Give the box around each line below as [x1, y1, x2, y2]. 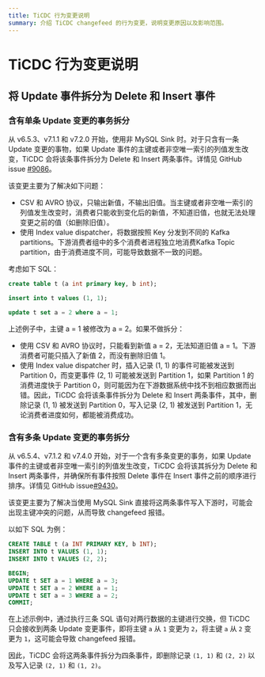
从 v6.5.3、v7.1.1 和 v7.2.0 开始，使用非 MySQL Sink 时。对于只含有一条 [8, 135, 240, 144]
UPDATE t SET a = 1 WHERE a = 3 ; [8, 576, 119, 584]
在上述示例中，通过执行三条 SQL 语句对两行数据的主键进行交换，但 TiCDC [8, 614, 251, 624]
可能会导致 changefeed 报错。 [41, 634, 140, 644]
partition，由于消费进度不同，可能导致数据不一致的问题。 [19, 247, 207, 257]
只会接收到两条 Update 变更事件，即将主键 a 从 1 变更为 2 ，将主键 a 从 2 [8, 624, 243, 633]
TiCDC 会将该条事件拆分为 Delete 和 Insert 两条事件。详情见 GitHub [21, 154, 243, 164]
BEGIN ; [8, 569, 30, 577]
